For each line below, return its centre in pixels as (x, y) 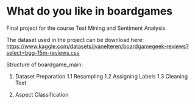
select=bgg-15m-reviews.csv (43, 52)
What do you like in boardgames (89, 11)
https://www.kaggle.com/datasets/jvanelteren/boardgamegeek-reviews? (97, 46)
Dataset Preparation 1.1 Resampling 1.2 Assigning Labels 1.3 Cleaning (101, 76)
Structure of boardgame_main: (45, 64)
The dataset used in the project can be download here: (75, 40)
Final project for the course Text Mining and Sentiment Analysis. (87, 28)
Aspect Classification (42, 94)
